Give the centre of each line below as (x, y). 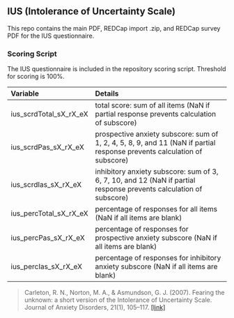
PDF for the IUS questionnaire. (51, 36)
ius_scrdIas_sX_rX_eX (46, 185)
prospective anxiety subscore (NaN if (156, 238)
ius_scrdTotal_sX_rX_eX (49, 114)
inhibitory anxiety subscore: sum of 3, (157, 172)
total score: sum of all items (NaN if (153, 105)
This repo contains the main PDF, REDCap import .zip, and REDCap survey (114, 28)
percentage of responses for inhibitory (158, 258)
